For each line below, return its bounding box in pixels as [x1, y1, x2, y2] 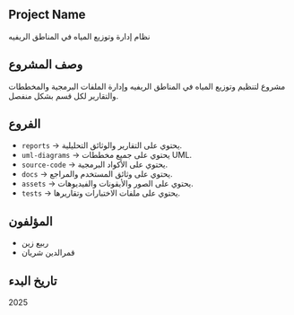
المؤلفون [8, 214, 53, 229]
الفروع [8, 117, 41, 132]
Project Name [8, 7, 86, 22]
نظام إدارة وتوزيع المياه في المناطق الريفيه [8, 31, 151, 41]
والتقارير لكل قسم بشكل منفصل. [8, 90, 119, 101]
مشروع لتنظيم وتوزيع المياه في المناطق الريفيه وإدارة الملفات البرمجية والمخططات [8, 81, 286, 92]
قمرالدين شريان [21, 247, 75, 258]
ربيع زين [21, 238, 49, 249]
